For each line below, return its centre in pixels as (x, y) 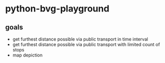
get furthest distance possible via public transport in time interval (80, 39)
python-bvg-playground (57, 9)
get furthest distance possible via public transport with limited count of (86, 44)
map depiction (27, 55)
